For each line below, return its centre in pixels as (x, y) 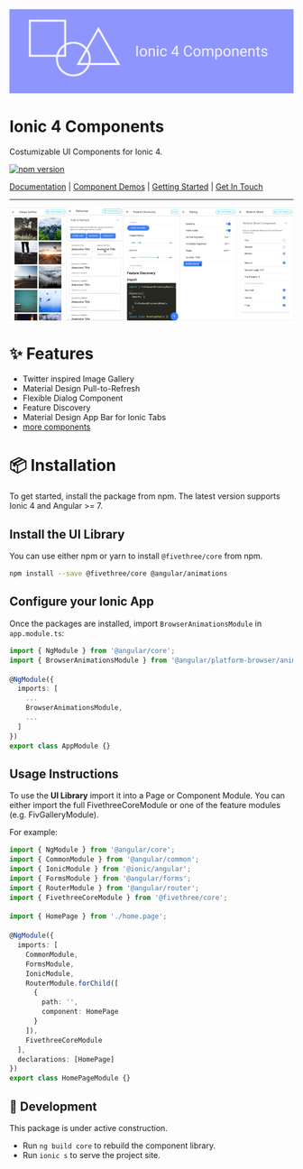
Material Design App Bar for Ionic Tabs (94, 418)
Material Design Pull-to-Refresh (81, 389)
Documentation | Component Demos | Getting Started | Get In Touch (136, 187)
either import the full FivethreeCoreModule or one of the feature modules (145, 805)
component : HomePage (80, 1012)
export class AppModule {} (60, 746)
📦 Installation (63, 465)
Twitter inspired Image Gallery (78, 379)
